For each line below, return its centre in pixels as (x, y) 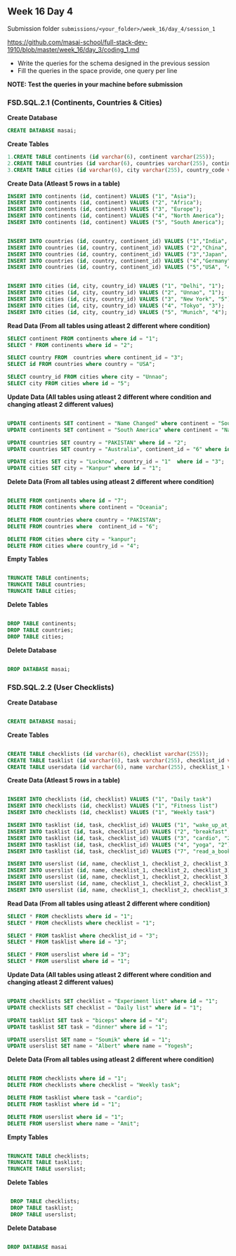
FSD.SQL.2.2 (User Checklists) (61, 687)
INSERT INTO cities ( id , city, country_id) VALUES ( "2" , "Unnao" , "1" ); (116, 293)
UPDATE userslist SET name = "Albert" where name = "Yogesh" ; (100, 1046)
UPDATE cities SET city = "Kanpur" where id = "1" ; (84, 469)
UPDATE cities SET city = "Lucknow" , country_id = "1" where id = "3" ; (116, 462)
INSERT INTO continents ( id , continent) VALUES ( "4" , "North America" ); (116, 216)
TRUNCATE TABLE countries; (47, 585)
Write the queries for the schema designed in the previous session (113, 63)
